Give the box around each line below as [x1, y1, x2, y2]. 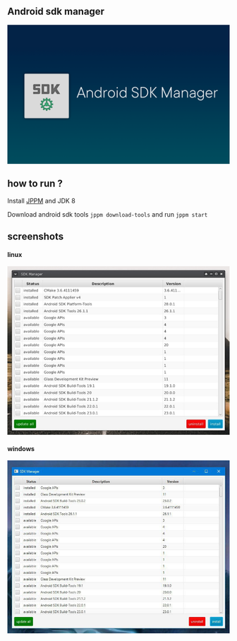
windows [7, 444, 35, 453]
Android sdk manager [7, 6, 104, 18]
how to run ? [7, 178, 63, 190]
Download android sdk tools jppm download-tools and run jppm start [7, 210, 208, 218]
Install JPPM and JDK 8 [7, 196, 75, 205]
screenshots [7, 231, 64, 243]
